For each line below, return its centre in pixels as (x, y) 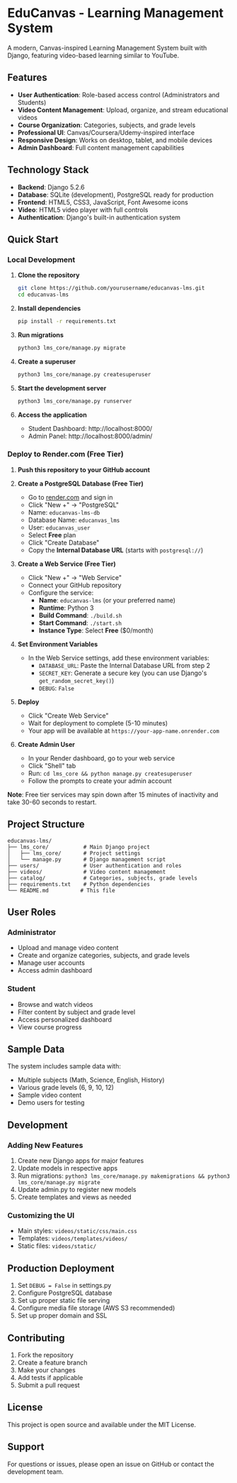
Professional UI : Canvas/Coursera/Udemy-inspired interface (106, 132)
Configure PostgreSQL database (65, 1293)
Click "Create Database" (64, 542)
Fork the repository (46, 1355)
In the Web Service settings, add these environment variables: (119, 657)
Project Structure (46, 825)
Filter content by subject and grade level (76, 1012)
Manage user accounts (51, 963)
